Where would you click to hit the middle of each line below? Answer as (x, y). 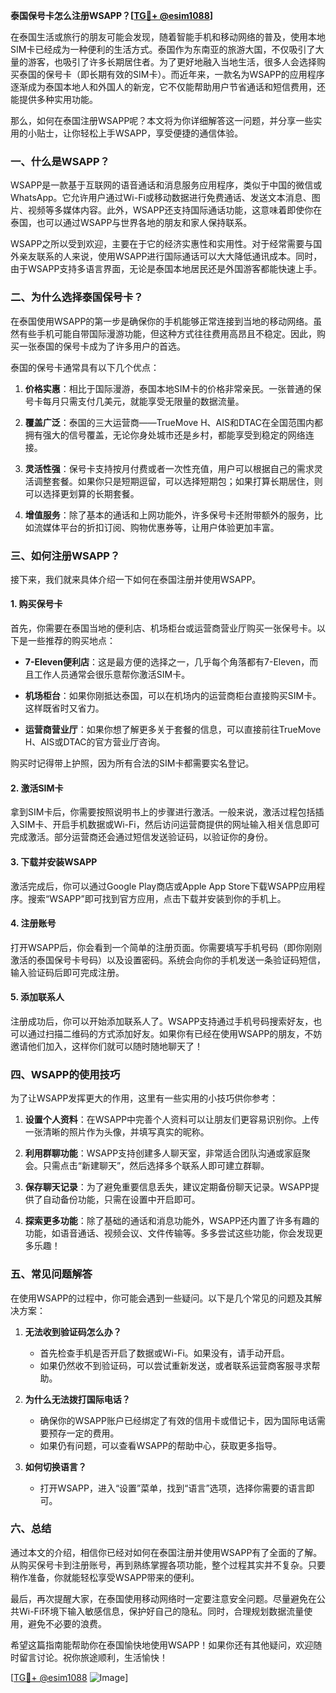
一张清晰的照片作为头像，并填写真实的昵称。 (117, 1132)
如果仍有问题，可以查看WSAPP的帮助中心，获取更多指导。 (160, 1445)
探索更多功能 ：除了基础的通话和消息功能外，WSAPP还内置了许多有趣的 (172, 1221)
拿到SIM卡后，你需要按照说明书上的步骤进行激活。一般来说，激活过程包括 (163, 812)
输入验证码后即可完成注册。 (67, 972)
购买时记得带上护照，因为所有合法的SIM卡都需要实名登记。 (132, 763)
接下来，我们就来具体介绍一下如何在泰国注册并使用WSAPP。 (136, 579)
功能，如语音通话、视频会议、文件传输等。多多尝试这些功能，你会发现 (169, 1233)
